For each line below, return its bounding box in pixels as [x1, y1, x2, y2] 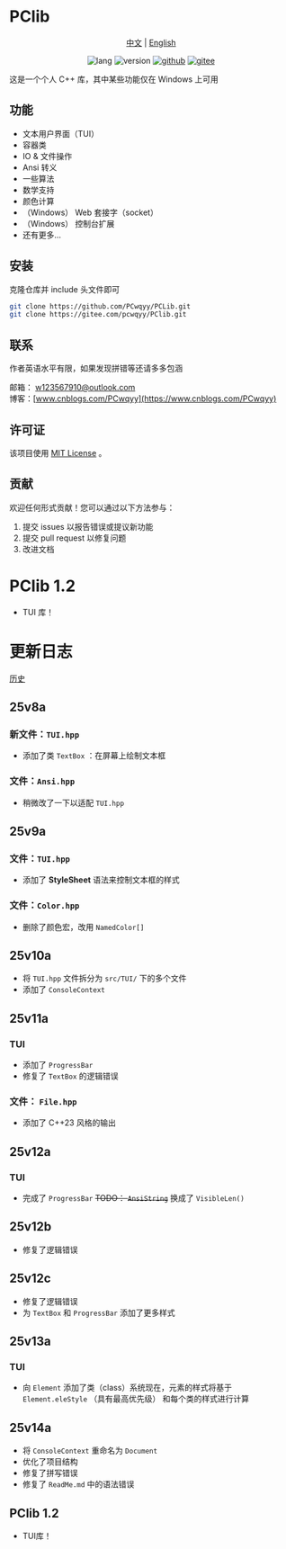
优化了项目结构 [22, 1456, 78, 1467]
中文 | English [125, 37, 177, 48]
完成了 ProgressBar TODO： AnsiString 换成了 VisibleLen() [22, 1193, 245, 1204]
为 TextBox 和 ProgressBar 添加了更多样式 [22, 1307, 175, 1318]
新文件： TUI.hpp [9, 728, 80, 740]
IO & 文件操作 [22, 150, 73, 161]
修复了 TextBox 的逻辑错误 [22, 1070, 119, 1081]
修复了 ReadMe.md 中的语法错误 [22, 1479, 135, 1490]
